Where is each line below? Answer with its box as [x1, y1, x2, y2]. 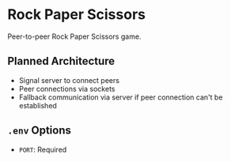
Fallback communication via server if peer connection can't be [18, 92, 223, 102]
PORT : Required [18, 145, 67, 154]
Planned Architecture [7, 55, 116, 68]
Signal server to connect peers [18, 75, 120, 85]
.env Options [7, 124, 72, 138]
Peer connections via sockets [18, 84, 116, 93]
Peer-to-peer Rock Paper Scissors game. [7, 32, 142, 41]
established [18, 100, 57, 110]
